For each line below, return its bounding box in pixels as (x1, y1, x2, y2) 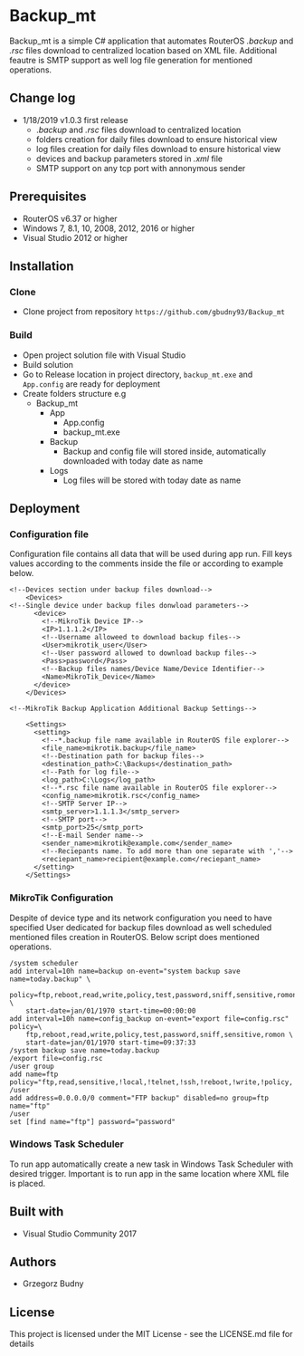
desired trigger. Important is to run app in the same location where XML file (9, 1168, 290, 1178)
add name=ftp (9, 1070, 59, 1079)
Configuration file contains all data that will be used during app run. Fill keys (9, 549, 292, 560)
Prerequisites (9, 189, 87, 205)
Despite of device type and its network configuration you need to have (9, 912, 273, 923)
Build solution (22, 359, 74, 370)
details (9, 1338, 34, 1350)
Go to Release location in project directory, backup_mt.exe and (22, 369, 253, 380)
